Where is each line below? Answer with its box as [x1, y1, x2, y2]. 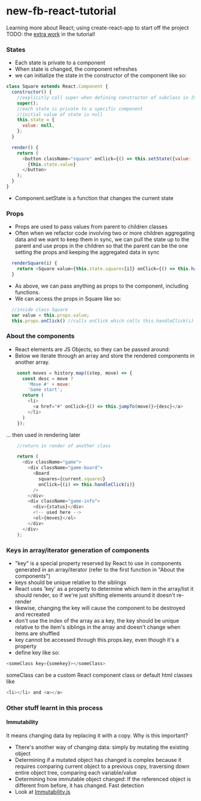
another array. [14, 358, 50, 366]
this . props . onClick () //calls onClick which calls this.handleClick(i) [11, 318, 194, 324]
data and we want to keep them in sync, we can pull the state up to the [14, 236, 190, 243]
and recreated [14, 611, 50, 618]
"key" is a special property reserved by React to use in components [14, 560, 182, 567]
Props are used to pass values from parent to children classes [14, 223, 168, 231]
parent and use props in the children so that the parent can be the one [14, 242, 188, 250]
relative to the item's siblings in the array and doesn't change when [14, 623, 181, 630]
